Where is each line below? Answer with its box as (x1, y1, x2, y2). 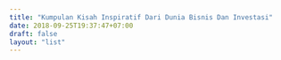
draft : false (9, 29, 58, 38)
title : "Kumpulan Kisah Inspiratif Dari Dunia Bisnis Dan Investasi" (9, 12, 274, 22)
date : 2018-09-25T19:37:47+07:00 (9, 21, 134, 30)
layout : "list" (9, 37, 66, 47)
